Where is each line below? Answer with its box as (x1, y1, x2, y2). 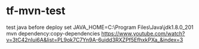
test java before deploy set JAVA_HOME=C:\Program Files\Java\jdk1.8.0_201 (6, 24, 194, 31)
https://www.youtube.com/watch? (101, 30, 185, 37)
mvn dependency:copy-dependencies (6, 30, 100, 37)
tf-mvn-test (6, 4, 66, 18)
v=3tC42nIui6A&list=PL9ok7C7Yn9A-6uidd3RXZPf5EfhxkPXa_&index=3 (6, 36, 183, 43)
